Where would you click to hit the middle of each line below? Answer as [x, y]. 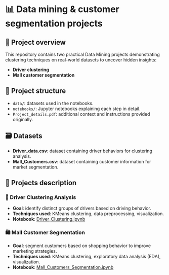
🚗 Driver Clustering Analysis [41, 197]
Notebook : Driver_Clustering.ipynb [49, 219]
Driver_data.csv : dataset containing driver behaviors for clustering [82, 151]
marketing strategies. [35, 251]
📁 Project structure [36, 91]
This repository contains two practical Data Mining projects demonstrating [83, 54]
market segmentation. [35, 167]
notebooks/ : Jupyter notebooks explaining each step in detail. [76, 109]
